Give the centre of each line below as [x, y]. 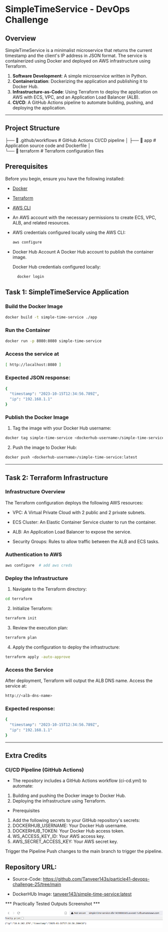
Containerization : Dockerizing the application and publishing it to [80, 81]
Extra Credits [26, 756]
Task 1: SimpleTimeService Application [67, 292]
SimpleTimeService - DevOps [67, 9]
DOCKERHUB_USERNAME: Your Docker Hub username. [70, 825]
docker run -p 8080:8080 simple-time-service [53, 341]
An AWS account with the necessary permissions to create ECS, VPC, [84, 217]
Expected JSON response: [38, 377]
